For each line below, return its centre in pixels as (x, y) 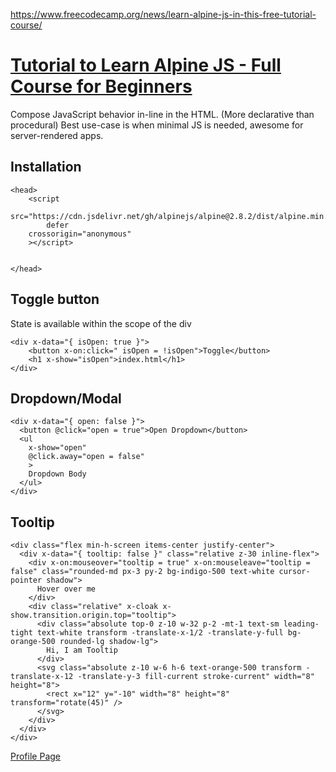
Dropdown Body (57, 474)
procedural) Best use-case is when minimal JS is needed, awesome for (157, 125)
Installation (46, 167)
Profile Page (35, 756)
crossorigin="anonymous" (80, 234)
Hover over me (66, 589)
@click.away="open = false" (86, 457)
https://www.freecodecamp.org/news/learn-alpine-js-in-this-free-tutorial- (163, 14)
